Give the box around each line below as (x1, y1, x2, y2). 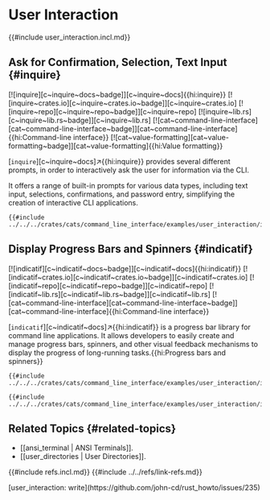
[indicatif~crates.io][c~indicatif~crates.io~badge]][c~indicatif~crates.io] (8, 272, 248, 282)
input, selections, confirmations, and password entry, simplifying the (8, 189, 235, 199)
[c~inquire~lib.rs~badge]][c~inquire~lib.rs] (8, 115, 151, 125)
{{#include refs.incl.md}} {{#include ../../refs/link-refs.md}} (8, 467, 202, 477)
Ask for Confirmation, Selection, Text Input (8, 56, 227, 69)
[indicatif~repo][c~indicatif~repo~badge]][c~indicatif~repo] (8, 280, 208, 291)
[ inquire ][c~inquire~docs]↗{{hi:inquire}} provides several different (8, 156, 231, 166)
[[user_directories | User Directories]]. (19, 452, 146, 461)
